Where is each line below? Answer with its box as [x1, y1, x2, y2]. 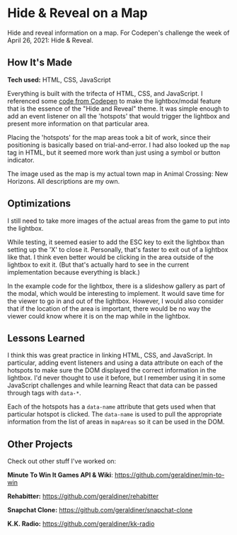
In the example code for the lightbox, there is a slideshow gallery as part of [7, 282, 226, 290]
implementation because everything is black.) [7, 267, 140, 276]
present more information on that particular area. [7, 119, 150, 128]
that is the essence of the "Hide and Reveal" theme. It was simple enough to [7, 104, 230, 113]
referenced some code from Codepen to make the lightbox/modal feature [7, 96, 221, 105]
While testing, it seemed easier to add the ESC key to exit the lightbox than [7, 238, 225, 246]
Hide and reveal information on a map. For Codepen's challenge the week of [7, 28, 230, 37]
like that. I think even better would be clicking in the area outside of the [7, 253, 214, 261]
